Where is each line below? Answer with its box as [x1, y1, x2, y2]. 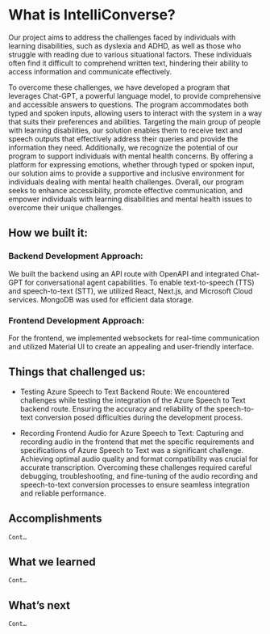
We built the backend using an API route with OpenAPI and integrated [8, 268, 239, 278]
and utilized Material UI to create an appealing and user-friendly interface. [8, 341, 255, 351]
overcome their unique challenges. [8, 202, 123, 212]
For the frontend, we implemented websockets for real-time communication [8, 333, 260, 343]
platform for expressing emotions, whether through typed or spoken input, [8, 159, 255, 169]
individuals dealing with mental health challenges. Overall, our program [8, 176, 244, 187]
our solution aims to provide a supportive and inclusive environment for [8, 168, 245, 178]
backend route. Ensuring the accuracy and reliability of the [19, 404, 215, 413]
